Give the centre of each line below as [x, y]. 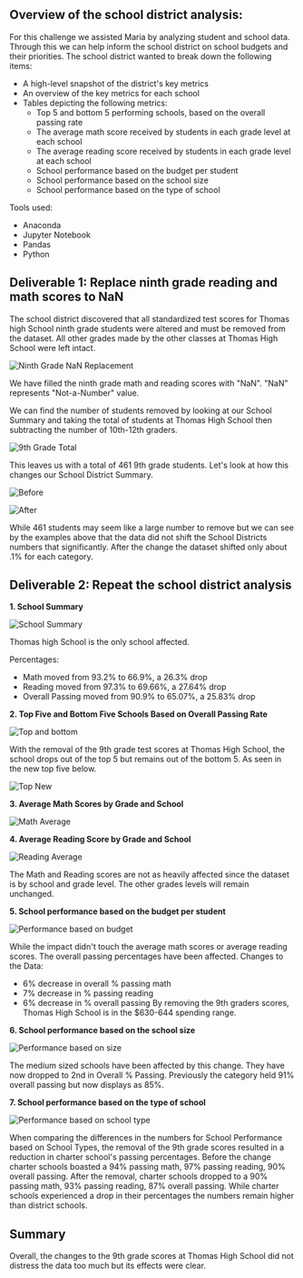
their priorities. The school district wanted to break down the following [141, 56]
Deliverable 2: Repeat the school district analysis [151, 585]
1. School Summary [46, 607]
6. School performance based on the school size [103, 1031]
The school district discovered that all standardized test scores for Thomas [150, 318]
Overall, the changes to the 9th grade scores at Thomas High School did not [152, 1256]
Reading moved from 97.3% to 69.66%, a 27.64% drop [124, 687]
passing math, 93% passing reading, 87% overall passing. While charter [144, 1186]
